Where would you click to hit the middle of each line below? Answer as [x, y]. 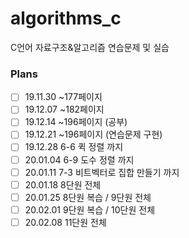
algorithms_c [66, 18]
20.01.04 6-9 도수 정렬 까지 [79, 159]
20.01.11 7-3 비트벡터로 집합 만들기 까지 [102, 172]
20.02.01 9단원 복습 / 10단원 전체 [90, 209]
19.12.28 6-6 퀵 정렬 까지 [74, 147]
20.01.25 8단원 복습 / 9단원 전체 [88, 197]
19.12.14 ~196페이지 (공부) [76, 122]
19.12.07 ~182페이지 [64, 109]
